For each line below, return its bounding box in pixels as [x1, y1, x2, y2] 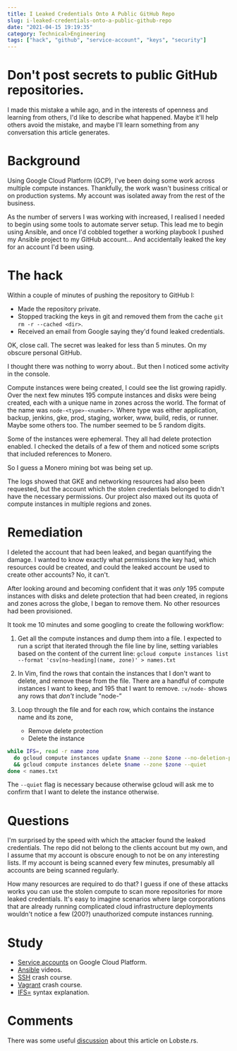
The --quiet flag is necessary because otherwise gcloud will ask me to [7, 780, 214, 789]
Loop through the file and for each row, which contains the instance [17, 705, 214, 713]
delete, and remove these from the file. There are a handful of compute [17, 677, 224, 685]
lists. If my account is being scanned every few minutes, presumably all [7, 858, 215, 867]
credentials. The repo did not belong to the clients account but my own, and [7, 844, 228, 852]
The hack [7, 268, 63, 284]
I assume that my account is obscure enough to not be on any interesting [7, 851, 220, 860]
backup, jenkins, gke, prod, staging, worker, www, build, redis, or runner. [7, 413, 219, 422]
